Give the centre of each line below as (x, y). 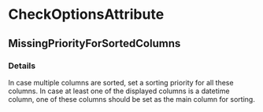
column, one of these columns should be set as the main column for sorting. (132, 99)
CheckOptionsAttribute (86, 14)
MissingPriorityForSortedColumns (94, 43)
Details (22, 66)
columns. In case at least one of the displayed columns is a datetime (119, 91)
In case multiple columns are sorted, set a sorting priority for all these (121, 82)
